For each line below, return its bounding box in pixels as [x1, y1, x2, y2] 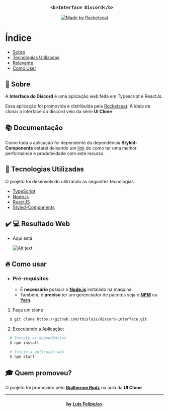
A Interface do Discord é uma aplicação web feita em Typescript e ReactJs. [5, 93, 163, 99]
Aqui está [12, 235, 33, 241]
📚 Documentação [5, 124, 63, 132]
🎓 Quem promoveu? [5, 369, 72, 377]
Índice [5, 32, 32, 44]
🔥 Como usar [5, 260, 47, 268]
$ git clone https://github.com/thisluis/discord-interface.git [10, 317, 147, 322]
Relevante [12, 60, 34, 66]
